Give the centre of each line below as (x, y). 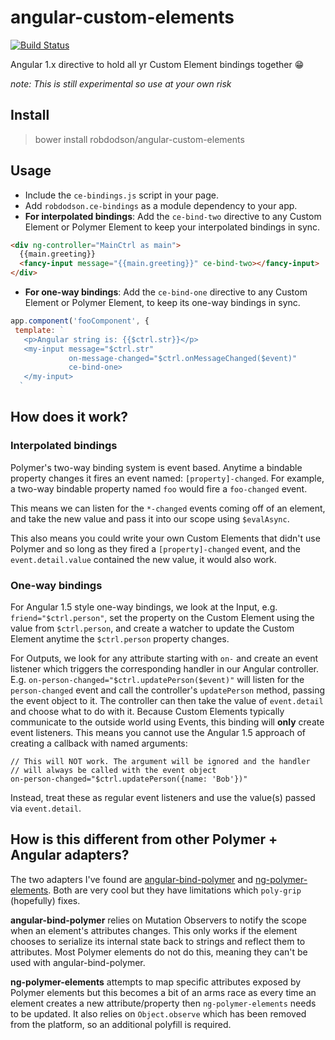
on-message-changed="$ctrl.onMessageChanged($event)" (183, 358)
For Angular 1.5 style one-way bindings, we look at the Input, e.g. (144, 607)
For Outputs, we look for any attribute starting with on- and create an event (164, 658)
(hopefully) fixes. (45, 900)
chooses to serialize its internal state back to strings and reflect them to (158, 941)
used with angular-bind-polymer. (78, 962)
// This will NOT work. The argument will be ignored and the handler (160, 762)
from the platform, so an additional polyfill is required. (121, 1024)
